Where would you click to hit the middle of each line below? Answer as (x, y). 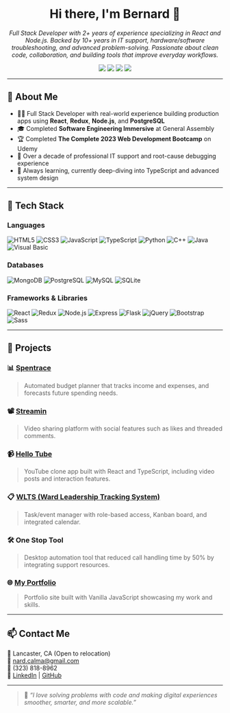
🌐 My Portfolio (32, 582)
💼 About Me (33, 97)
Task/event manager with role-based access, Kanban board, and (115, 514)
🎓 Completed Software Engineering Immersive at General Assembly (115, 128)
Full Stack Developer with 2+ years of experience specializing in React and (115, 33)
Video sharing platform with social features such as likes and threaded (123, 428)
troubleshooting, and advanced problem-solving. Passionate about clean (115, 47)
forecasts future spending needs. (71, 393)
